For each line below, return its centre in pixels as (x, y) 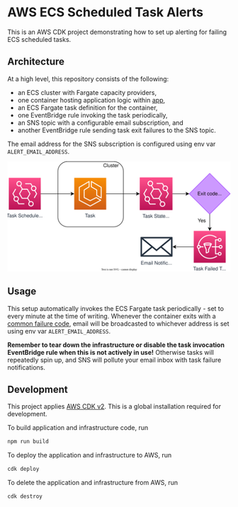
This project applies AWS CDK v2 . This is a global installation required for (114, 406)
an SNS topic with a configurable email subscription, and (101, 123)
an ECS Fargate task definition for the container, (87, 108)
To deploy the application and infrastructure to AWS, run (90, 455)
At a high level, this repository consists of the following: (88, 79)
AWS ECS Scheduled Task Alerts (106, 12)
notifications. (27, 367)
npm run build (28, 442)
